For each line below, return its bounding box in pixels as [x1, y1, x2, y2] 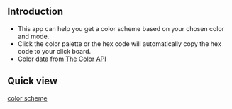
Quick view [7, 75, 58, 87]
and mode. [17, 32, 50, 40]
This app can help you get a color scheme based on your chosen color [17, 24, 225, 33]
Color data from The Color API [17, 54, 106, 63]
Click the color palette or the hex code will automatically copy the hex [17, 39, 221, 48]
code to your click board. [17, 47, 92, 55]
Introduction [7, 6, 64, 18]
